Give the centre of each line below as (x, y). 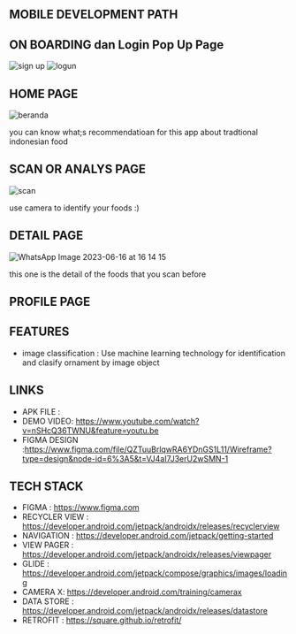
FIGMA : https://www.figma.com (80, 508)
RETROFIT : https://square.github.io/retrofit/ (102, 620)
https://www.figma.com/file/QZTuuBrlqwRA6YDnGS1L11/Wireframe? (148, 449)
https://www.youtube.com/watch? (137, 421)
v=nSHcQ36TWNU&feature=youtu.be (90, 430)
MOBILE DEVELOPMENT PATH (94, 15)
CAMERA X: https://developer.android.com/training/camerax (132, 592)
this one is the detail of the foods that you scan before (108, 274)
